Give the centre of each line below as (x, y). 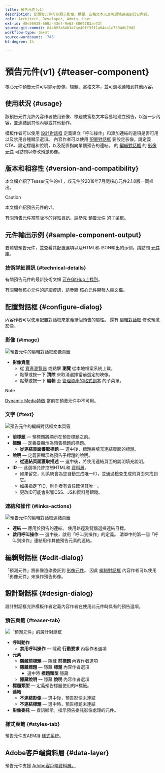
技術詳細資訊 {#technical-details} (46, 268)
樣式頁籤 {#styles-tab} (33, 724)
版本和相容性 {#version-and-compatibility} (72, 168)
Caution (13, 197)
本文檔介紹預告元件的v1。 (31, 207)
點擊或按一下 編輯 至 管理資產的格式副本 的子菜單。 (72, 380)
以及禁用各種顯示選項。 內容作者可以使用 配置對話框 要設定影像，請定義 (78, 139)
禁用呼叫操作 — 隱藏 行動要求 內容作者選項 (63, 649)
